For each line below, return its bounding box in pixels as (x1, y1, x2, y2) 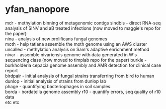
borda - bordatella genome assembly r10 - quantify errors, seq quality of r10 (5, 89, 161, 95)
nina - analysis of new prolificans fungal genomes (5, 36, 108, 42)
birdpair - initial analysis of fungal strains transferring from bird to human (5, 73, 155, 79)
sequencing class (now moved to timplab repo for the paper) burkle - (5, 57, 147, 63)
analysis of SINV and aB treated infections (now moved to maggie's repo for (5, 25, 161, 31)
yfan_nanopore (5, 3, 70, 15)
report (5, 67, 18, 73)
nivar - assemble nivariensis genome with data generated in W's (5, 51, 137, 58)
